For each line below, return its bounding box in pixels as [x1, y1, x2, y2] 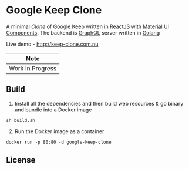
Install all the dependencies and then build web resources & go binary [14, 100, 184, 107]
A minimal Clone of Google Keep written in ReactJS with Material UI [6, 23, 169, 30]
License [6, 155, 36, 165]
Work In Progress [9, 64, 57, 72]
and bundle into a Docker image [14, 106, 92, 113]
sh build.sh [6, 117, 35, 123]
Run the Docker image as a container [14, 127, 104, 135]
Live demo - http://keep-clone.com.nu [6, 40, 99, 48]
